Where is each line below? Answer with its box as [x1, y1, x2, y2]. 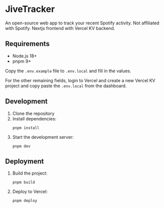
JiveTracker [5, 3, 55, 15]
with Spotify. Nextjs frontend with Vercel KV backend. [5, 25, 115, 31]
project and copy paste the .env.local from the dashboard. [5, 83, 127, 89]
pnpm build [12, 180, 35, 185]
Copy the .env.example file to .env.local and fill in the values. [5, 68, 132, 74]
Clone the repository [12, 110, 55, 116]
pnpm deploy [12, 198, 37, 204]
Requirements [5, 40, 50, 48]
